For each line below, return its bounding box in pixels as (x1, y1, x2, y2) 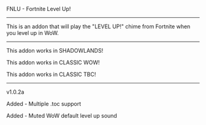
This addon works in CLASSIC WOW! (6, 59, 100, 66)
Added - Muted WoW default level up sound (6, 112, 118, 119)
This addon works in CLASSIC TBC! (6, 70, 96, 78)
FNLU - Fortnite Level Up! (6, 6, 71, 12)
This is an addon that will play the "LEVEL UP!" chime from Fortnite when (6, 23, 191, 30)
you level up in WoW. (6, 29, 59, 36)
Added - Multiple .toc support (6, 100, 82, 107)
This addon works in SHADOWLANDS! (6, 47, 104, 54)
